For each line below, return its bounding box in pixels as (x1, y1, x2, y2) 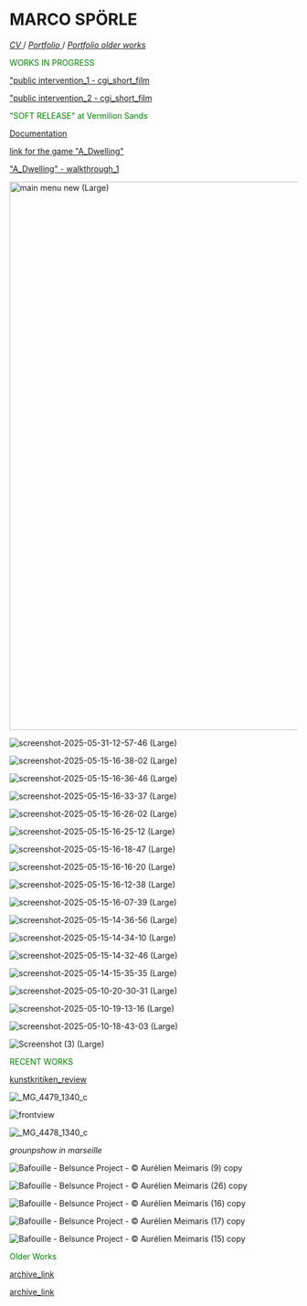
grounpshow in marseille (9, 1144, 102, 1155)
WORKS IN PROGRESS (9, 57, 95, 68)
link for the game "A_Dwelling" (9, 145, 124, 156)
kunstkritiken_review (9, 1074, 87, 1085)
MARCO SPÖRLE (9, 9, 138, 30)
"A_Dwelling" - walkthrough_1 (9, 163, 120, 174)
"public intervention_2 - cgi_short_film (9, 92, 153, 103)
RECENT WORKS (9, 1056, 74, 1067)
